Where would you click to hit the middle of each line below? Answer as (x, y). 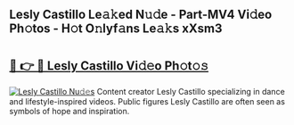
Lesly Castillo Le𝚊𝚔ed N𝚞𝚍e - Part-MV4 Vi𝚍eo (141, 15)
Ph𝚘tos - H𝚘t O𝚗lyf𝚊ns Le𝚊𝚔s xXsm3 (116, 29)
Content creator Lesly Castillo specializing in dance (191, 92)
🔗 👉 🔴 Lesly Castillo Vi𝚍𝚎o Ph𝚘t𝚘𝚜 (109, 66)
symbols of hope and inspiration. (69, 111)
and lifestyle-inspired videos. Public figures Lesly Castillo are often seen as (147, 101)
